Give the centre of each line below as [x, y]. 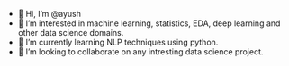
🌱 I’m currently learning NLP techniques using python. [118, 42]
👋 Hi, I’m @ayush [49, 14]
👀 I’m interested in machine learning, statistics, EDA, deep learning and [149, 23]
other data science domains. [71, 33]
